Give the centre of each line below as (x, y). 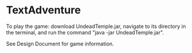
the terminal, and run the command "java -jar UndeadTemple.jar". (85, 32)
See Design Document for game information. (60, 44)
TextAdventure (43, 10)
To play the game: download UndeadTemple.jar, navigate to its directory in (96, 26)
